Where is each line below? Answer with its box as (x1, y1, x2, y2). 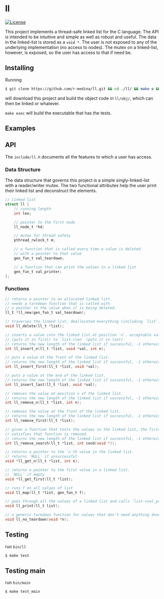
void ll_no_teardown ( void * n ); (5, 517, 69, 522)
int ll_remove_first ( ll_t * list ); (5, 418, 76, 423)
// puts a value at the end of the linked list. (5, 373, 106, 378)
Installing (5, 64, 34, 72)
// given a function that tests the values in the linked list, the (5, 427, 147, 432)
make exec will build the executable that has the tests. (5, 110, 112, 116)
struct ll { (5, 202, 29, 207)
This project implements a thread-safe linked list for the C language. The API (5, 28, 159, 34)
